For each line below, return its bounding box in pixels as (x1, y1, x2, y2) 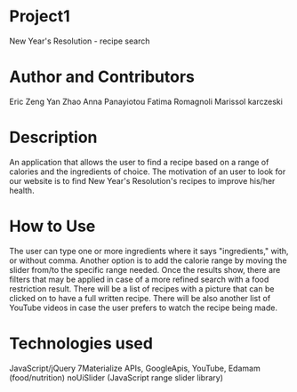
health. (9, 185, 35, 196)
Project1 (9, 6, 71, 27)
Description (9, 127, 98, 148)
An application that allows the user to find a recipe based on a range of (9, 156, 269, 167)
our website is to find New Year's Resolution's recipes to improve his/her (9, 175, 276, 186)
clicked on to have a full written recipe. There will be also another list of (9, 292, 271, 303)
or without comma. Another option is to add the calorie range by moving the (9, 255, 287, 266)
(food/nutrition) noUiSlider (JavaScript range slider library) (9, 372, 224, 383)
